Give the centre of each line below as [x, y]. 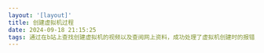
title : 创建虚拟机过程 [41, 23]
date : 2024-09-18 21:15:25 [52, 30]
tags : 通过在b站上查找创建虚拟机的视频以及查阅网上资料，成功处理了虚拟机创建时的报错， [134, 37]
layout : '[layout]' [40, 15]
